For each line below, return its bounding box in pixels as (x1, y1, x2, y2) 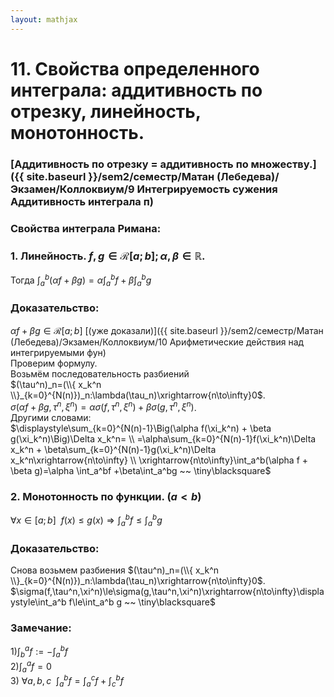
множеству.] (250, 157, 317, 171)
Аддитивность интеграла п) (10, 194, 154, 208)
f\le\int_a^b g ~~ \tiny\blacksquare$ (68, 596, 216, 608)
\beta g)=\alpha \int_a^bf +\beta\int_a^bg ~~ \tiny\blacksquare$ (10, 465, 272, 477)
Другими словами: (10, 412, 92, 424)
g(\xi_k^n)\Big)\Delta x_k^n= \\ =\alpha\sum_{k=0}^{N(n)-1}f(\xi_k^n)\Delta (10, 433, 317, 445)
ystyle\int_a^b (10, 596, 67, 608)
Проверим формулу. (10, 357, 98, 369)
